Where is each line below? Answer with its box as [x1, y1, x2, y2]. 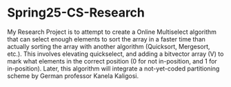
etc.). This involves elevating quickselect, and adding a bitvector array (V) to [7, 50, 224, 58]
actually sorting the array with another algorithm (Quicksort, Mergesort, [7, 42, 210, 50]
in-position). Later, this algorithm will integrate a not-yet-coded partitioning [7, 64, 220, 72]
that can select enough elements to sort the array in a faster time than [7, 35, 205, 43]
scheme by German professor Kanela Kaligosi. [7, 71, 139, 80]
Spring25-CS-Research [7, 5, 145, 21]
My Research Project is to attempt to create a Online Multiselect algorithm [7, 28, 217, 36]
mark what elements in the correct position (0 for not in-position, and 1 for [7, 57, 217, 65]
